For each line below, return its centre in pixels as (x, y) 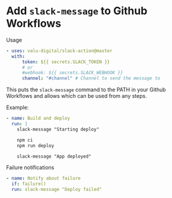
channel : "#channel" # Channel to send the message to (91, 78)
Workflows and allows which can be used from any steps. (77, 96)
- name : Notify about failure (44, 178)
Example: (17, 107)
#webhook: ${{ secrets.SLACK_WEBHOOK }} (72, 73)
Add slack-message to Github (77, 11)
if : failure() (29, 184)
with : (18, 56)
